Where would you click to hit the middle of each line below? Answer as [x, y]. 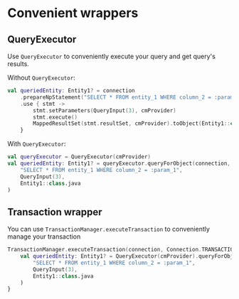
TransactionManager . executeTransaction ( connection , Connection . [105, 250]
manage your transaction [44, 237]
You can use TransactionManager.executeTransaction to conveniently [108, 229]
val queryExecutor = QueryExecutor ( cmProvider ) [79, 157]
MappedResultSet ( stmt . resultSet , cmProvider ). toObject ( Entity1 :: [132, 124]
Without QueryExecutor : [42, 77]
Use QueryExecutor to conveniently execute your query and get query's [111, 56]
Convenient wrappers [73, 13]
